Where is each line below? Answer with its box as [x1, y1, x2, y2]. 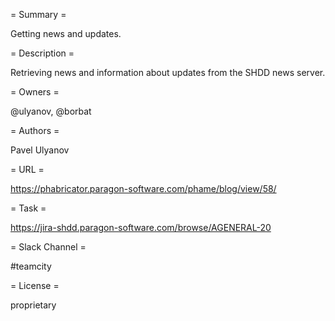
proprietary [10, 299, 57, 311]
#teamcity [10, 260, 52, 272]
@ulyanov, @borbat [10, 105, 92, 117]
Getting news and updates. [10, 28, 122, 39]
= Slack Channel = [10, 241, 87, 253]
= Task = [10, 202, 47, 214]
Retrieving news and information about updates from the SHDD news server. [10, 67, 326, 78]
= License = [10, 280, 60, 291]
